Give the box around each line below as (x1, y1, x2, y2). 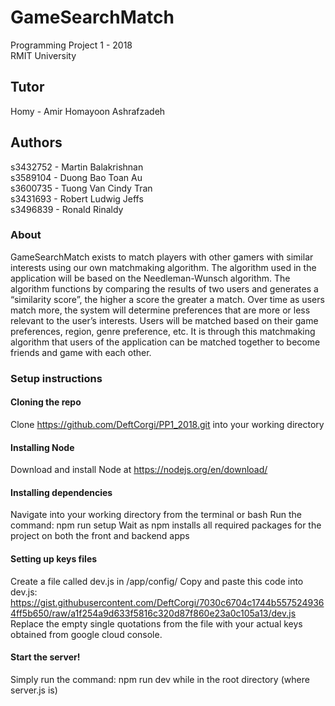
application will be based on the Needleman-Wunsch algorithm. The (10, 272, 291, 284)
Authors (10, 134, 63, 151)
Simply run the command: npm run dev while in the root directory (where (10, 673, 310, 685)
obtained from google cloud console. (10, 628, 163, 640)
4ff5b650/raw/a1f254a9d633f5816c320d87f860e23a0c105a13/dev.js (10, 607, 297, 619)
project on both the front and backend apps (10, 530, 190, 542)
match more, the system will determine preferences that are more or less (10, 304, 311, 316)
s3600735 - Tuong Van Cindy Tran (10, 182, 153, 194)
